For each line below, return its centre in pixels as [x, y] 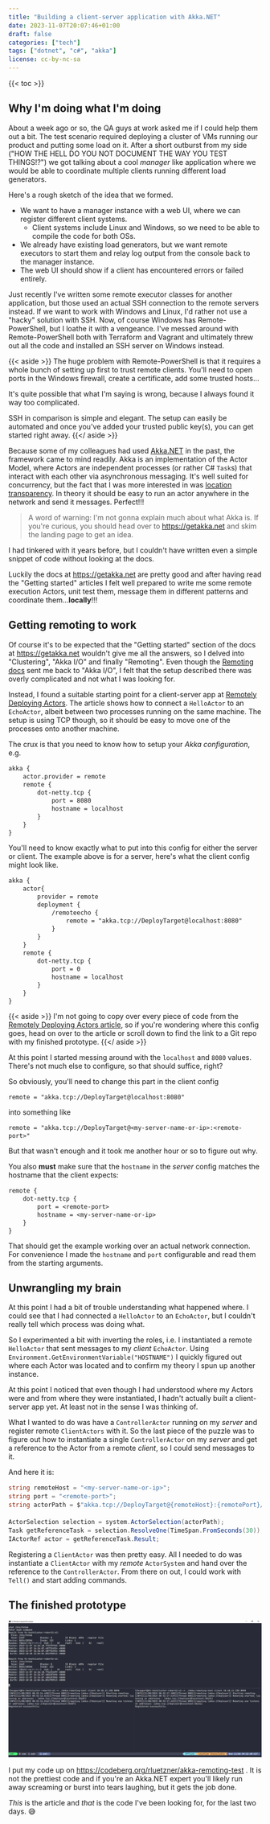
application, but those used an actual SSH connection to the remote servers [134, 302]
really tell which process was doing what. [77, 1325]
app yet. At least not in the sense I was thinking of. [115, 1407]
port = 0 [66, 969]
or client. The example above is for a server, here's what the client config [129, 856]
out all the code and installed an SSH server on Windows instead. [117, 345]
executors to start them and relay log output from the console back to [135, 253]
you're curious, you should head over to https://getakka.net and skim [142, 526]
